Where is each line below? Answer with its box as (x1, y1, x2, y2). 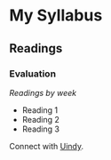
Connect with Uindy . (9, 140, 84, 151)
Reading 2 (21, 114, 60, 124)
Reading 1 (21, 104, 59, 116)
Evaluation (9, 68, 56, 80)
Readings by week (9, 87, 77, 98)
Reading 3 (21, 124, 60, 134)
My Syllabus (9, 5, 103, 26)
